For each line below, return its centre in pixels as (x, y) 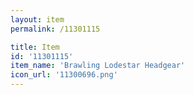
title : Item (35, 47)
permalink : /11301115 (55, 29)
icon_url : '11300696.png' (64, 75)
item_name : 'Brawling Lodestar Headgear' (98, 66)
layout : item (37, 19)
